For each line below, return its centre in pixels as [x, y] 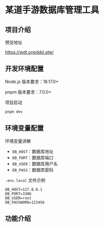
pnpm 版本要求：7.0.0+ [28, 92]
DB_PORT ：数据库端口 [33, 157]
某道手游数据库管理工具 [52, 10]
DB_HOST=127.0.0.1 [24, 189]
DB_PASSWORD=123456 [25, 202]
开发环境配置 [24, 69]
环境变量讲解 [18, 141]
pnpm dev [14, 112]
